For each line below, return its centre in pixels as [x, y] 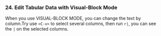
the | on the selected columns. [37, 29]
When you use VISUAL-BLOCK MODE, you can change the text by [73, 18]
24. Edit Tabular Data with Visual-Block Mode [61, 7]
